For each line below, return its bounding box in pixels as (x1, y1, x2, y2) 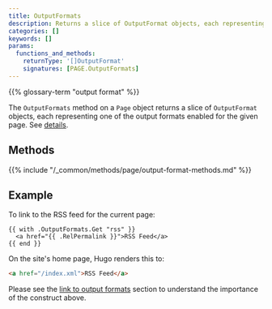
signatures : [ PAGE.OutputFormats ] (23, 65, 139, 73)
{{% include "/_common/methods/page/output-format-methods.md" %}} (8, 165, 253, 174)
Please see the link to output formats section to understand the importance (8, 285, 259, 294)
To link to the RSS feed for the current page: (8, 210, 155, 220)
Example (8, 188, 53, 202)
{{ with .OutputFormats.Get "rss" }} (8, 225, 136, 234)
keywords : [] (8, 34, 53, 43)
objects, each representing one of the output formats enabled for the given (8, 111, 258, 121)
